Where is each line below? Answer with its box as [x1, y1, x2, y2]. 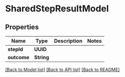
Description [54, 38, 82, 44]
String [34, 54, 49, 61]
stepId [7, 46, 23, 53]
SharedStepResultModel [5, 3, 109, 14]
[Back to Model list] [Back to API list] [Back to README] [5, 67, 120, 73]
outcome [7, 54, 29, 61]
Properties [5, 23, 39, 31]
